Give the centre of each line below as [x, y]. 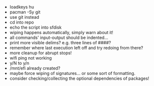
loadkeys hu [22, 7]
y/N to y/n [19, 63]
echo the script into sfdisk [36, 27]
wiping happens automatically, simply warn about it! [62, 32]
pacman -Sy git [25, 12]
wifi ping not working [31, 58]
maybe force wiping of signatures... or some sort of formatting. [72, 73]
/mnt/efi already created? [35, 68]
